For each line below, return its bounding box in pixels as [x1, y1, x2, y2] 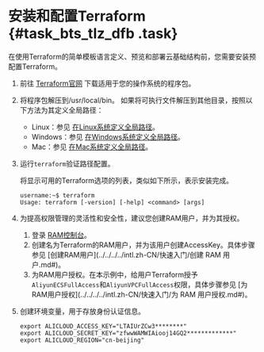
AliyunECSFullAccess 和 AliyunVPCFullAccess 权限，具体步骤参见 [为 [31, 279, 248, 289]
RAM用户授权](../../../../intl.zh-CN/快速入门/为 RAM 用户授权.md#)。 [31, 289, 252, 299]
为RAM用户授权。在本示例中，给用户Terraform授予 [31, 270, 198, 279]
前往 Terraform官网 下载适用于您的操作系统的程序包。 [19, 78, 196, 88]
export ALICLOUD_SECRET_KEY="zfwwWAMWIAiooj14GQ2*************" [19, 329, 237, 337]
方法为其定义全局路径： [26, 105, 104, 115]
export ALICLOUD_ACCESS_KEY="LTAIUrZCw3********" [19, 322, 188, 330]
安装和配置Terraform [8, 7, 146, 25]
